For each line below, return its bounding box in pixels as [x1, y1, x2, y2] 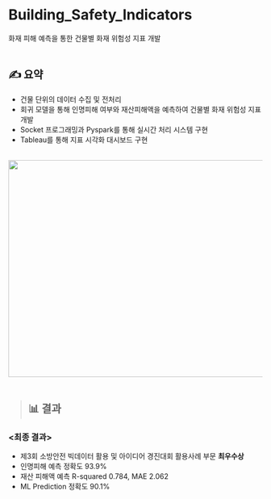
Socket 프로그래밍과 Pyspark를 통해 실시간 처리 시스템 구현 [19, 124, 208, 134]
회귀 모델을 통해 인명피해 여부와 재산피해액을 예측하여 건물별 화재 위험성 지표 [19, 104, 262, 114]
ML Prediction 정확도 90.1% [19, 482, 110, 492]
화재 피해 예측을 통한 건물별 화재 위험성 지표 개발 [8, 33, 161, 43]
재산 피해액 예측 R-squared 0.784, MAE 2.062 [19, 472, 169, 481]
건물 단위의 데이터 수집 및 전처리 [19, 94, 122, 104]
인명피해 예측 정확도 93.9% [19, 462, 107, 472]
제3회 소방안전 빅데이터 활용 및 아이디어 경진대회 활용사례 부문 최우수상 [19, 451, 244, 461]
